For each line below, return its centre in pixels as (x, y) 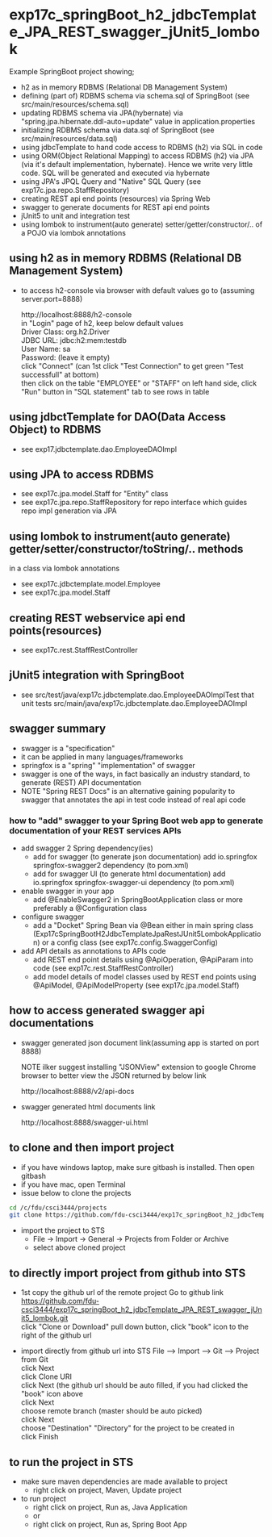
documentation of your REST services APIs (95, 830)
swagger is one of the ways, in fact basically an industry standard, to (136, 774)
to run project (44, 1498)
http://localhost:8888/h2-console (76, 314)
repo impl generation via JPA (69, 511)
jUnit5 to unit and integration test (75, 215)
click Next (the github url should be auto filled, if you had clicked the (134, 1385)
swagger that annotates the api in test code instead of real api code (133, 800)
